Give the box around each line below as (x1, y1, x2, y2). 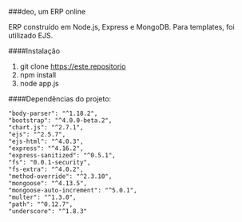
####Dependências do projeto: (8, 94, 112, 103)
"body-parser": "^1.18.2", (8, 109, 98, 117)
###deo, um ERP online (8, 7, 86, 16)
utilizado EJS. (8, 31, 54, 40)
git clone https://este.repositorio (19, 61, 126, 71)
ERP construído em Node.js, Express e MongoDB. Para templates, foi (8, 22, 235, 31)
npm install (19, 70, 57, 79)
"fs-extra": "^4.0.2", (8, 165, 84, 173)
